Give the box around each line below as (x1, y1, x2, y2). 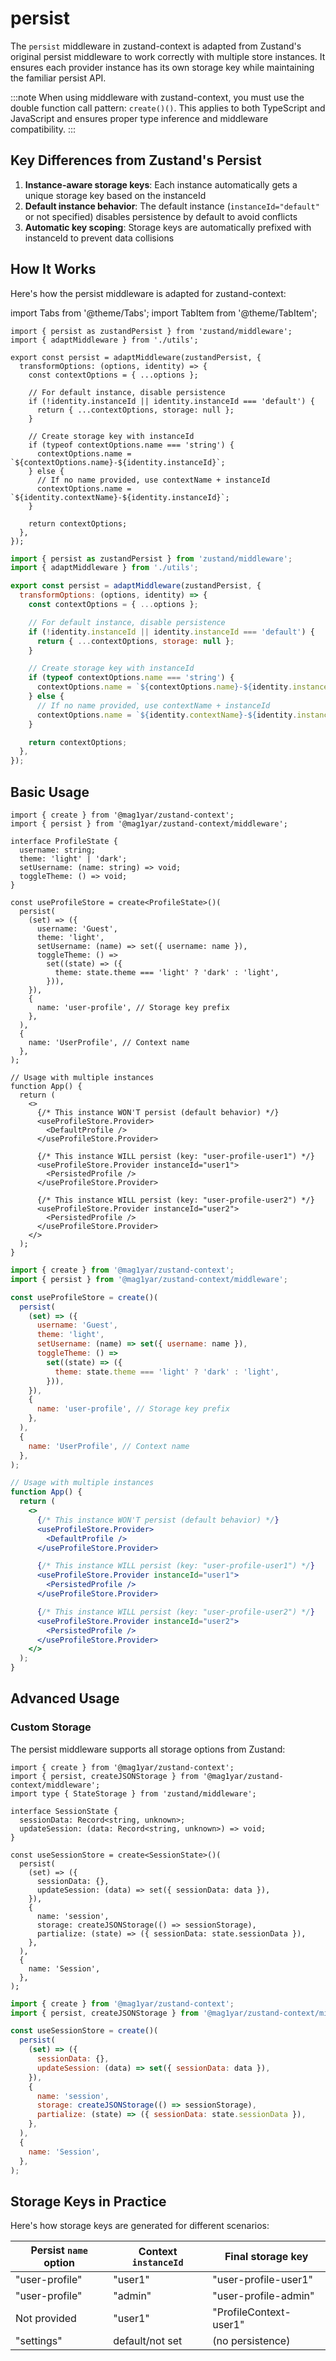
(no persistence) (212, 2334, 291, 2348)
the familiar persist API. (10, 72, 107, 84)
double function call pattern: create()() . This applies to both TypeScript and (10, 102, 326, 114)
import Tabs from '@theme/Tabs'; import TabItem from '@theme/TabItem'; (10, 307, 318, 319)
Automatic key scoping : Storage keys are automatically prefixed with (24, 221, 312, 233)
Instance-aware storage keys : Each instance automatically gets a (24, 178, 298, 191)
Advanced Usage (10, 1690, 120, 1707)
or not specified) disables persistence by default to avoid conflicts (24, 210, 298, 222)
